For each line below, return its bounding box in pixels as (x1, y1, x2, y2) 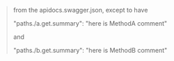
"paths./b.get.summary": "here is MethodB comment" (13, 46, 168, 54)
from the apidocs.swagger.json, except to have (13, 6, 148, 14)
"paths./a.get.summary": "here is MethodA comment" (13, 19, 168, 27)
